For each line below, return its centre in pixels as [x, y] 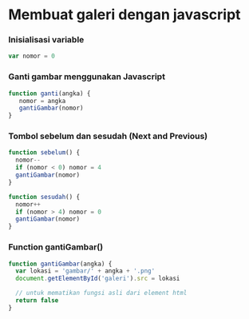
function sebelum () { [44, 153]
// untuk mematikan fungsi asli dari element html [101, 293]
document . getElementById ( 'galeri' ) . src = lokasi [98, 279]
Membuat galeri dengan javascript [125, 15]
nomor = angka [42, 101]
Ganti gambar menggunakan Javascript [87, 77]
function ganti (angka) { [49, 94]
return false [37, 301]
